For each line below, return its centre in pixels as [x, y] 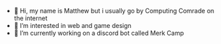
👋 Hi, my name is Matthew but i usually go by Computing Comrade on [114, 11]
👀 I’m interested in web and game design [72, 25]
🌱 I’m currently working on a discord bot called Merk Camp [99, 33]
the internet [30, 18]
